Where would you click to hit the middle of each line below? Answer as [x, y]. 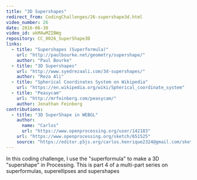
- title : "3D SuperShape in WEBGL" [55, 115]
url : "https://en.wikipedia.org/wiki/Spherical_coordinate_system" [101, 88]
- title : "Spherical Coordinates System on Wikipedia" [80, 82]
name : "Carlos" [40, 126]
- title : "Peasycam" [36, 93]
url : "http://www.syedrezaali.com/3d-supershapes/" [81, 71]
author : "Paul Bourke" [44, 60]
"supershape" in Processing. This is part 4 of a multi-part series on [87, 165]
